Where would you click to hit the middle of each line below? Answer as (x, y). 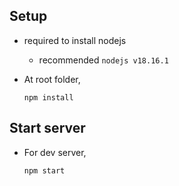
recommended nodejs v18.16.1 (103, 60)
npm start (44, 170)
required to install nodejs (75, 40)
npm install (48, 97)
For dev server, (55, 152)
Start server (47, 128)
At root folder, (52, 79)
